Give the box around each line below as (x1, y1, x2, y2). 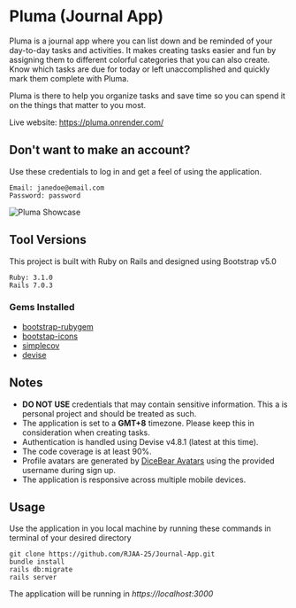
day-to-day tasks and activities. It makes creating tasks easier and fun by (9, 44, 277, 55)
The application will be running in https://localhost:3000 (9, 589, 214, 599)
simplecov (21, 339, 60, 351)
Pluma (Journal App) (9, 6, 164, 27)
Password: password (9, 191, 81, 200)
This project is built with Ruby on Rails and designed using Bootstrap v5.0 (9, 255, 277, 267)
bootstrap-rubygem (21, 321, 95, 331)
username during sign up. (21, 464, 117, 475)
